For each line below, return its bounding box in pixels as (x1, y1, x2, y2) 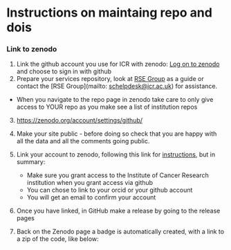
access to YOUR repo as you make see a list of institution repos (16, 102, 198, 111)
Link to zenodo (6, 44, 57, 54)
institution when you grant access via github (26, 179, 154, 187)
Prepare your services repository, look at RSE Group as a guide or (16, 75, 205, 83)
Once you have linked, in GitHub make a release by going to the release (16, 206, 221, 215)
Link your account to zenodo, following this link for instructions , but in (16, 150, 216, 159)
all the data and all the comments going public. (16, 137, 150, 145)
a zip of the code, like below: (16, 235, 99, 243)
